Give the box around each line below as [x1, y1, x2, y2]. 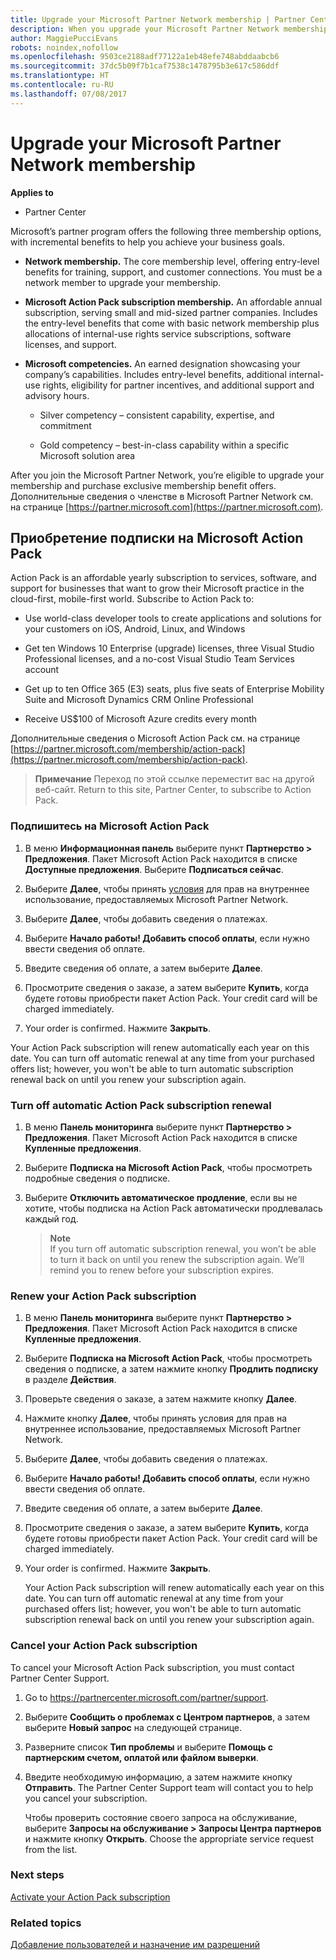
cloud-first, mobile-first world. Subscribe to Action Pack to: [10, 593, 255, 605]
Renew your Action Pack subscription [10, 1289, 197, 1303]
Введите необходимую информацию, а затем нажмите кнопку [24, 1771, 293, 1783]
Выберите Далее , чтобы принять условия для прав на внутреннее [24, 882, 310, 895]
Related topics [10, 1916, 82, 1930]
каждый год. [24, 1212, 79, 1225]
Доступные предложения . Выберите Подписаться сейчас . [24, 863, 284, 875]
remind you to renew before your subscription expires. [49, 1264, 275, 1276]
